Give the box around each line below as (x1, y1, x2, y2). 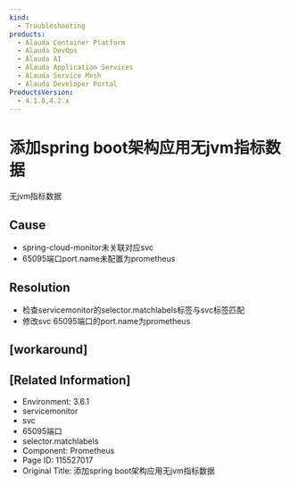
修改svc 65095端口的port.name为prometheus (21, 315, 191, 326)
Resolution (9, 280, 70, 295)
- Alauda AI (17, 54, 62, 63)
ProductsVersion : (9, 88, 74, 96)
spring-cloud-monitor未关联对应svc (21, 242, 154, 253)
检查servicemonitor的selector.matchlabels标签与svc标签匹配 (21, 305, 245, 315)
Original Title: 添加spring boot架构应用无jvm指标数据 (21, 465, 216, 476)
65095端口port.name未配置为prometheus (21, 254, 176, 264)
